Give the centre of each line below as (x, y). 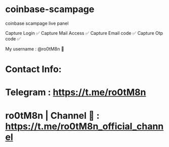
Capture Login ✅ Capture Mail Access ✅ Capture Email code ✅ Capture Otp (84, 33)
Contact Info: (33, 69)
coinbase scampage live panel (37, 23)
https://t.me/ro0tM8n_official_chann (85, 126)
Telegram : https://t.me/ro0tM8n (76, 92)
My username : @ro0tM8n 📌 (35, 48)
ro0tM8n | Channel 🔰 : (52, 115)
